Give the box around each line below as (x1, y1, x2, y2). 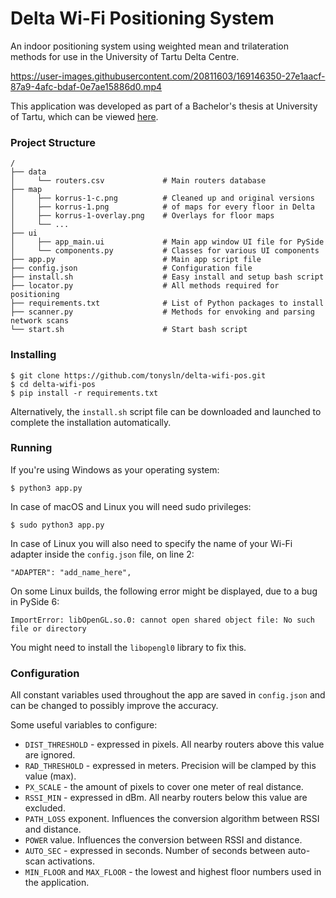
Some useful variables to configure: (10, 719, 158, 731)
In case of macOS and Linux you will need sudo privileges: (10, 500, 252, 512)
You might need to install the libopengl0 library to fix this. (10, 641, 247, 653)
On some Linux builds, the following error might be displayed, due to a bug (10, 585, 318, 597)
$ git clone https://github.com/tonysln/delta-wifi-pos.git (10, 370, 267, 381)
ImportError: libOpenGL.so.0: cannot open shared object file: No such (10, 615, 315, 625)
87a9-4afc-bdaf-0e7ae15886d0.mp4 (10, 80, 163, 92)
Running (10, 441, 53, 455)
